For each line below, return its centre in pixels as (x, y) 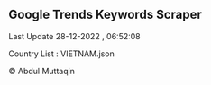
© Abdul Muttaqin (42, 71)
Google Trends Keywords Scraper (105, 15)
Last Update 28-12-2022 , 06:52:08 (74, 36)
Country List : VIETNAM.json (61, 54)
